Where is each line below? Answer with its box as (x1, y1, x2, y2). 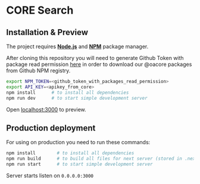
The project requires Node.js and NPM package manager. (6, 43, 149, 50)
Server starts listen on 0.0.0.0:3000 (6, 172, 94, 179)
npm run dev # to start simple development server (6, 95, 148, 101)
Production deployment (6, 123, 96, 133)
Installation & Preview (6, 27, 88, 37)
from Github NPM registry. (6, 67, 71, 74)
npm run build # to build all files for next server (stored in (6, 156, 183, 162)
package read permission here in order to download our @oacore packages (6, 61, 192, 68)
